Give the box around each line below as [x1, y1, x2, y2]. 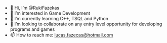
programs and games [10, 26, 55, 32]
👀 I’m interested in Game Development [10, 10, 90, 16]
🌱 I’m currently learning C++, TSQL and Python [10, 16, 109, 21]
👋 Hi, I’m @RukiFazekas [10, 5, 60, 11]
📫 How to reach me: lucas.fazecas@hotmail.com [10, 32, 113, 38]
